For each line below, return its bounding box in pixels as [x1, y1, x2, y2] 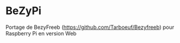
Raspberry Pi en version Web [5, 29, 77, 37]
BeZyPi [5, 4, 42, 18]
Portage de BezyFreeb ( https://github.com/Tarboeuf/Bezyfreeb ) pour [5, 24, 175, 31]
